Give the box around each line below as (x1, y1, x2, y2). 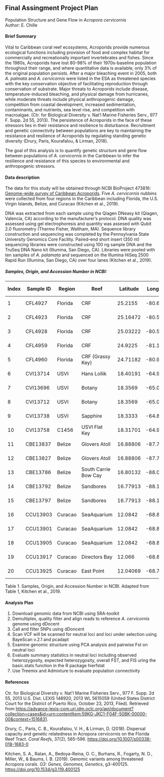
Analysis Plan (5, 600, 34, 605)
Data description (5, 174, 40, 180)
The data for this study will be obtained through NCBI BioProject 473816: (5, 185, 151, 191)
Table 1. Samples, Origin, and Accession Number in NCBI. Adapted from (5, 583, 150, 589)
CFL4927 (25, 300, 48, 307)
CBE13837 (25, 441, 51, 448)
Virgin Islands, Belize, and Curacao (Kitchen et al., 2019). (5, 201, 120, 207)
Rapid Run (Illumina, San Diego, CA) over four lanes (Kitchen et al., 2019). (5, 257, 152, 263)
